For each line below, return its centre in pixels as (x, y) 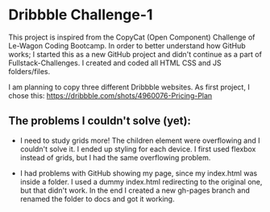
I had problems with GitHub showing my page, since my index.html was (139, 173)
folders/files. (29, 71)
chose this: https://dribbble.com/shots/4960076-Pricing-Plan (110, 95)
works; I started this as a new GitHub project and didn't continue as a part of (135, 54)
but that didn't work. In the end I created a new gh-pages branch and (135, 190)
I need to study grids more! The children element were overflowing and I (140, 140)
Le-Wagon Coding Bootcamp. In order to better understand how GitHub (127, 45)
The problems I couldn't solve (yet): (100, 121)
